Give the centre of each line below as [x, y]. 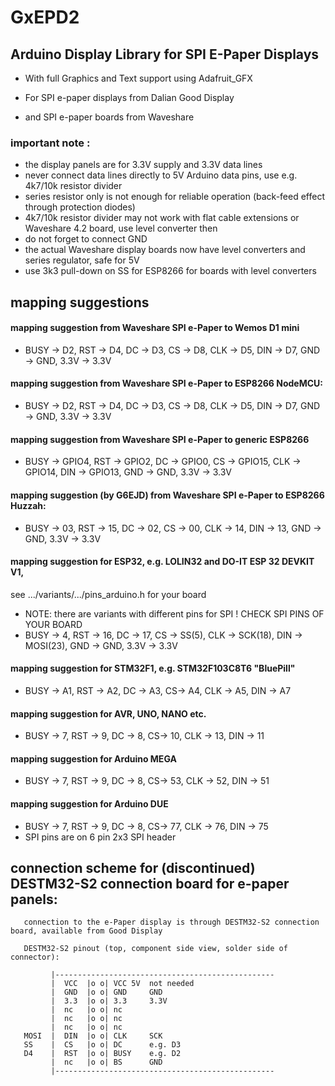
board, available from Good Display [86, 931]
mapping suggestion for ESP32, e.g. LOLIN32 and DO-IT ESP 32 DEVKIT [162, 562]
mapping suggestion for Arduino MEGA [93, 758]
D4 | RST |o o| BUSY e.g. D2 [102, 1054]
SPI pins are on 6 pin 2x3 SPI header [100, 837]
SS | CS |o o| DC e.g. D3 [102, 1045]
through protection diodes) [80, 207]
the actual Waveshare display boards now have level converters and [165, 250]
